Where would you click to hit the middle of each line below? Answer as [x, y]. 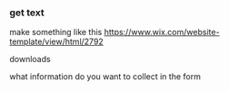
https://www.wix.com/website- [162, 32]
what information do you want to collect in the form [105, 77]
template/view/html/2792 [57, 41]
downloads [30, 59]
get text [27, 13]
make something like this [56, 32]
